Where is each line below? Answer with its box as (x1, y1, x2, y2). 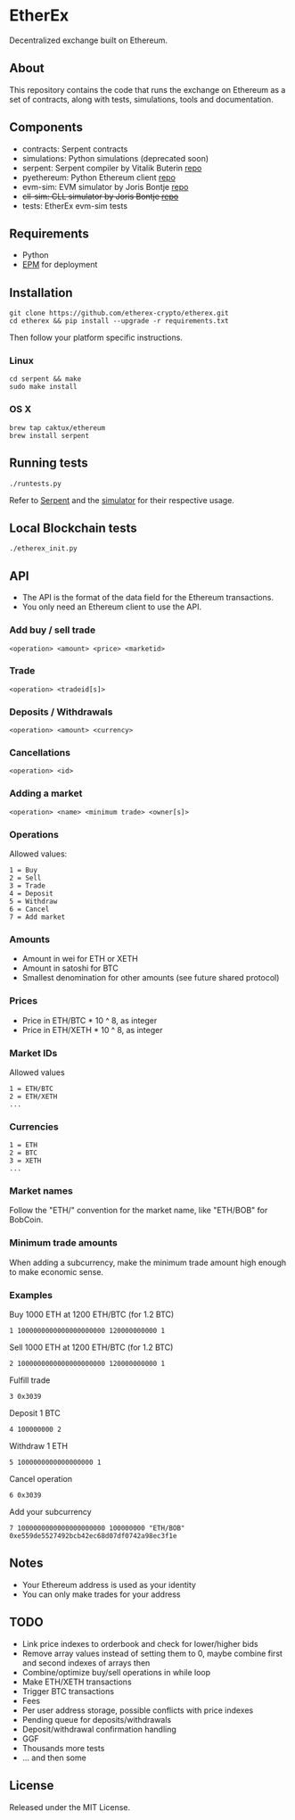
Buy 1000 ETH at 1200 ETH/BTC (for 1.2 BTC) (9, 1309, 175, 1320)
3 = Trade (9, 881, 46, 890)
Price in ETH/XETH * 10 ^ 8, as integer (21, 1024, 163, 1035)
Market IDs (9, 1046, 58, 1059)
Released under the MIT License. (9, 1801, 131, 1812)
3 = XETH (9, 1156, 42, 1165)
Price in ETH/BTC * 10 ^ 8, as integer (21, 1014, 158, 1026)
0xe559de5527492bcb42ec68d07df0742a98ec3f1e (9, 1532, 177, 1541)
